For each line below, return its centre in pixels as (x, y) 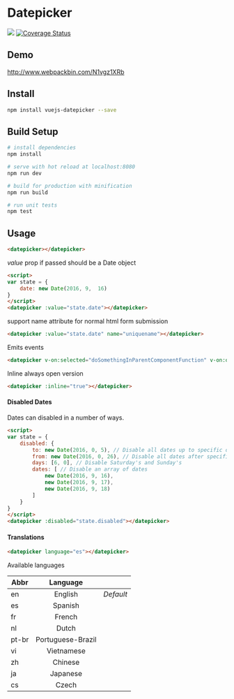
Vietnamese (66, 651)
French (66, 617)
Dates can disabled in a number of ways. (66, 418)
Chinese (66, 663)
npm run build (28, 192)
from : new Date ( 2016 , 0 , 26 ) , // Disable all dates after (118, 456)
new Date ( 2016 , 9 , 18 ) (77, 489)
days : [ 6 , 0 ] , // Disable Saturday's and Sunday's (107, 463)
